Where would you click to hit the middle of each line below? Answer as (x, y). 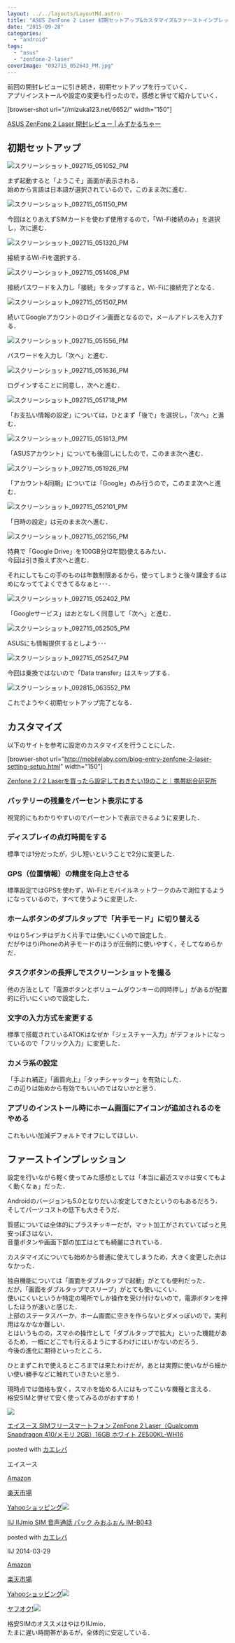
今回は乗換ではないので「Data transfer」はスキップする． (90, 673)
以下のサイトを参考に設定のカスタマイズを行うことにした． (93, 745)
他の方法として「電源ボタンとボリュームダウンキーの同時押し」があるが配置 (117, 989)
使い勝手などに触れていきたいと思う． (68, 1374)
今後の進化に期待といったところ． (56, 1351)
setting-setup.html (34, 767)
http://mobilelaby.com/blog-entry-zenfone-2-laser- (138, 759)
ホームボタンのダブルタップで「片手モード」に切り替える (104, 919)
